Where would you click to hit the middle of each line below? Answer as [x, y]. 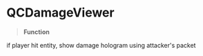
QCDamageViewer [60, 13]
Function [36, 32]
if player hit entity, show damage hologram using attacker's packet [101, 45]
